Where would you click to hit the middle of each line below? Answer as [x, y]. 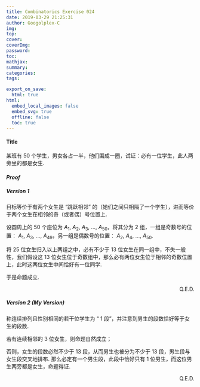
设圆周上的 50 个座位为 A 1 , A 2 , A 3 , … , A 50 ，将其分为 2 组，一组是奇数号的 [96, 228]
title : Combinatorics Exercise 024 [50, 12]
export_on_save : [26, 89]
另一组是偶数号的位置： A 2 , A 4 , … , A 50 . [105, 236]
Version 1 [18, 191]
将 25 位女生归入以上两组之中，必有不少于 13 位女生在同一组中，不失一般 [96, 249]
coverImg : [19, 45]
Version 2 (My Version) [35, 303]
